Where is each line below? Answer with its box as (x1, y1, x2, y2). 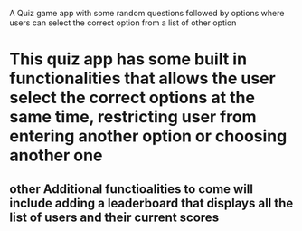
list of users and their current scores (9, 209, 220, 225)
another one (9, 145, 103, 166)
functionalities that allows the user (9, 68, 276, 89)
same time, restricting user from (9, 107, 257, 128)
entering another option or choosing (9, 126, 288, 147)
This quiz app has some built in (9, 49, 247, 70)
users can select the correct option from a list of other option (9, 17, 237, 28)
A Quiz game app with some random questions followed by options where (9, 8, 285, 18)
